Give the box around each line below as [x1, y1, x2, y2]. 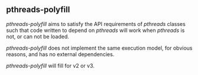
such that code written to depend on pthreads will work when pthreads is [6, 27, 185, 34]
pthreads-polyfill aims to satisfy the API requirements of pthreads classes [6, 20, 186, 27]
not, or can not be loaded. [6, 32, 70, 40]
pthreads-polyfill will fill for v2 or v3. [6, 62, 95, 69]
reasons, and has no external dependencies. [6, 50, 115, 58]
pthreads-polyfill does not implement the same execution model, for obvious [6, 44, 193, 51]
